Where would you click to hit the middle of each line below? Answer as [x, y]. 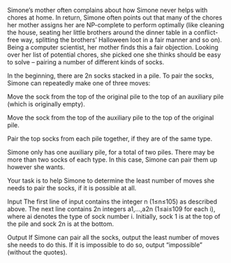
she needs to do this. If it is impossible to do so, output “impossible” [105, 245]
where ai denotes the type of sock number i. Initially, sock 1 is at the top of [114, 216]
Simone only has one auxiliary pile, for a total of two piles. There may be [111, 152]
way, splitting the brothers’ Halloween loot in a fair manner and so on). [121, 40]
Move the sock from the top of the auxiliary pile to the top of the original [111, 118]
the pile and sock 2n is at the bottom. [60, 224]
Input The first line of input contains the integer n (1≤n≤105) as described [112, 201]
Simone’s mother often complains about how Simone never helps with [107, 10]
